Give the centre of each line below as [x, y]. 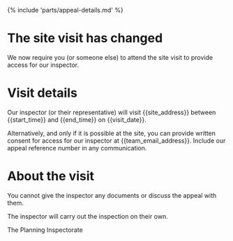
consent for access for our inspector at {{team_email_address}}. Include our [116, 140]
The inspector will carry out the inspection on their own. [88, 216]
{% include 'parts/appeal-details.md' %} [65, 10]
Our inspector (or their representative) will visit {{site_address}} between [112, 112]
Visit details [43, 93]
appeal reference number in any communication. [77, 148]
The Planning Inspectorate [45, 230]
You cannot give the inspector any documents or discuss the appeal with [112, 195]
